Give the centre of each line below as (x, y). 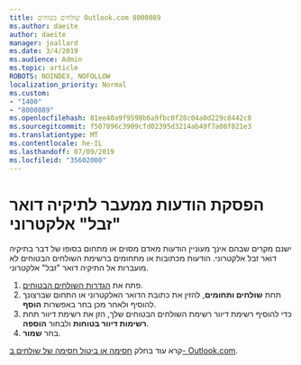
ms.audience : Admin (46, 59)
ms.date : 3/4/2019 (44, 51)
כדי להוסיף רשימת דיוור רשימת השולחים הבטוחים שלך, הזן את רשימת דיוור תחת (157, 314)
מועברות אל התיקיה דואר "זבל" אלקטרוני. (79, 268)
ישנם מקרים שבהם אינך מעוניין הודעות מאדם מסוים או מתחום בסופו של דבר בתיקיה (150, 249)
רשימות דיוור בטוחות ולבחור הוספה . (86, 324)
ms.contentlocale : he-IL (56, 143)
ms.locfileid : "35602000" (58, 160)
